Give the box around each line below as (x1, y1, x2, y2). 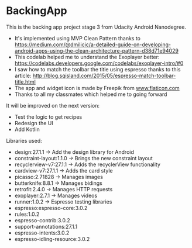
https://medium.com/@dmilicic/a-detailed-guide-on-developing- (14, 41, 172, 48)
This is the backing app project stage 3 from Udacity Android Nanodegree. (6, 23, 186, 30)
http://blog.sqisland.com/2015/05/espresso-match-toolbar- (32, 72, 176, 79)
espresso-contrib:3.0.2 (14, 216, 70, 223)
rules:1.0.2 (14, 211, 40, 218)
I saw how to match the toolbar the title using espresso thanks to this (14, 66, 181, 73)
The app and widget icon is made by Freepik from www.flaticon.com (14, 84, 180, 91)
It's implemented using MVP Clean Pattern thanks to (14, 35, 141, 42)
